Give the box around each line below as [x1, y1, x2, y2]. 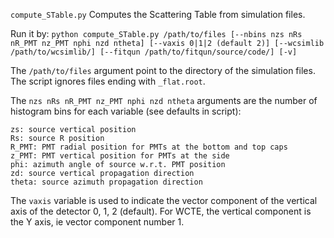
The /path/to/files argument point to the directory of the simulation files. [10, 65, 316, 76]
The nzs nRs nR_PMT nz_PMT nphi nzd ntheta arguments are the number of [10, 95, 318, 106]
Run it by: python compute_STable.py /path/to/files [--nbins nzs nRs [10, 28, 303, 39]
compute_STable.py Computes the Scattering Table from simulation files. [10, 9, 306, 20]
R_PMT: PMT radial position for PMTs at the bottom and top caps [10, 142, 288, 152]
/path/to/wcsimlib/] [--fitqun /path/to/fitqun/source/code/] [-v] [10, 47, 298, 57]
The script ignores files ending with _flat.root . [10, 75, 206, 87]
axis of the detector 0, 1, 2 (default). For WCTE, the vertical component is [10, 205, 312, 217]
